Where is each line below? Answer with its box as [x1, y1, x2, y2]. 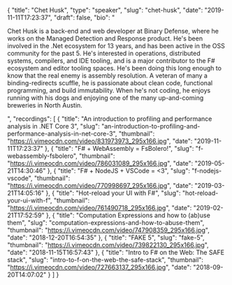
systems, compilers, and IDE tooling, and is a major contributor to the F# [7, 57, 215, 65]
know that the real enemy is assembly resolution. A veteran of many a [7, 71, 208, 80]
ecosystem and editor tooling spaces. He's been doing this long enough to [7, 64, 222, 72]
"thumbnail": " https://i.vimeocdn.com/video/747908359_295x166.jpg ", [7, 226, 210, 234]
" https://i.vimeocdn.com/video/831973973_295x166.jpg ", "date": [7, 137, 193, 145]
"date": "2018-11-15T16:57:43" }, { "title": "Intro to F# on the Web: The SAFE [7, 248, 225, 256]
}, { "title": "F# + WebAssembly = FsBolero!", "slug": [44, 145, 194, 152]
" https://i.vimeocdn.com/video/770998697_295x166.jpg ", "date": [7, 182, 194, 189]
